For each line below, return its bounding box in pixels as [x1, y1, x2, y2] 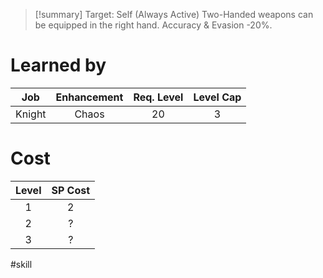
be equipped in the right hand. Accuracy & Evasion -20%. [34, 19, 273, 31]
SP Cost [51, 183, 91, 197]
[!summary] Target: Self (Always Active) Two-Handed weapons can [34, 9, 314, 20]
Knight [15, 107, 47, 121]
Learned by [10, 54, 107, 77]
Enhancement [55, 90, 124, 104]
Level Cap [193, 90, 242, 104]
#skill [10, 258, 33, 270]
